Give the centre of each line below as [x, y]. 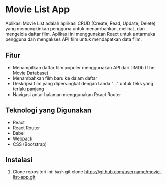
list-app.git [24, 177]
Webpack [23, 138]
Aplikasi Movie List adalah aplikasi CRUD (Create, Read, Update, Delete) [80, 23]
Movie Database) [30, 73]
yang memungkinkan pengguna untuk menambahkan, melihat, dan [75, 28]
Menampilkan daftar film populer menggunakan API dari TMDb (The [83, 67]
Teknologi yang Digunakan [48, 110]
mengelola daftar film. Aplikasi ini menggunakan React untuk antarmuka [80, 34]
